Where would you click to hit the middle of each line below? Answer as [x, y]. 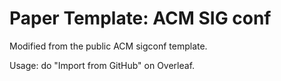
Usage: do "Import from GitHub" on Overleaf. [102, 65]
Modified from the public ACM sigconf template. [108, 46]
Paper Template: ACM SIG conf [140, 18]
